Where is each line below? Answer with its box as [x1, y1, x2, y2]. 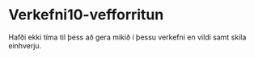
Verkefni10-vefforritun [8, 6, 164, 24]
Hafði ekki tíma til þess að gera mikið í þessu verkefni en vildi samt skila [8, 32, 247, 42]
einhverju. [8, 40, 42, 50]
